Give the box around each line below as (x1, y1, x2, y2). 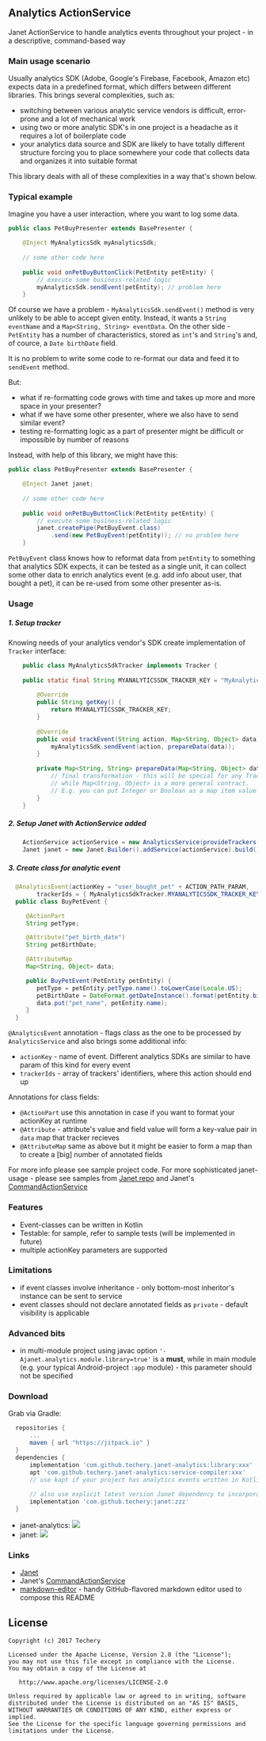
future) (19, 1236, 43, 1246)
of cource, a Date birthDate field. (8, 338, 118, 348)
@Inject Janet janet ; (22, 480, 93, 488)
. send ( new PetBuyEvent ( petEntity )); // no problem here (50, 531, 239, 539)
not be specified (19, 1371, 74, 1381)
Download (8, 1391, 49, 1402)
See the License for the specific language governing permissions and (8, 1720, 246, 1728)
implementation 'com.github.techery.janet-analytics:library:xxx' (28, 1461, 253, 1469)
